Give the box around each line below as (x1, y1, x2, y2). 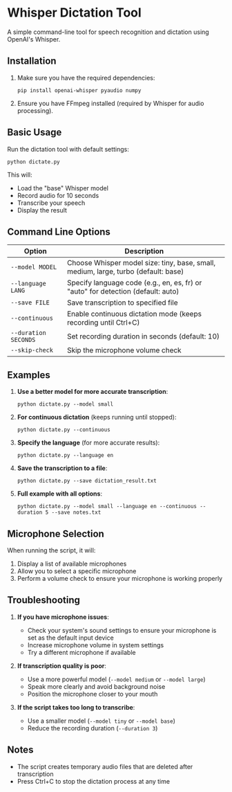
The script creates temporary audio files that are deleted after (17, 762, 193, 771)
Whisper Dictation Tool (7, 5, 142, 21)
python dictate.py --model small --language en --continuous (17, 503, 197, 510)
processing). (17, 106, 54, 115)
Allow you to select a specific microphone (17, 567, 137, 575)
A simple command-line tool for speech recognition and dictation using (7, 28, 209, 36)
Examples (7, 369, 50, 381)
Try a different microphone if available (27, 648, 136, 656)
